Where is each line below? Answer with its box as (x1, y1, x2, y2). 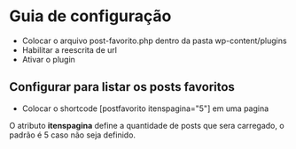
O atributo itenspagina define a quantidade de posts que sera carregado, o (9, 120, 285, 130)
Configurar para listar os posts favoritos (9, 79, 235, 94)
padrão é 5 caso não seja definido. (9, 130, 136, 140)
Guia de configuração (9, 6, 172, 26)
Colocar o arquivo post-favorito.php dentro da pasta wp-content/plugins (21, 35, 287, 46)
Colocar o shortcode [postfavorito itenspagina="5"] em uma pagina (21, 103, 269, 114)
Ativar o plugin (21, 54, 75, 64)
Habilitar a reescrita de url (21, 44, 118, 55)
